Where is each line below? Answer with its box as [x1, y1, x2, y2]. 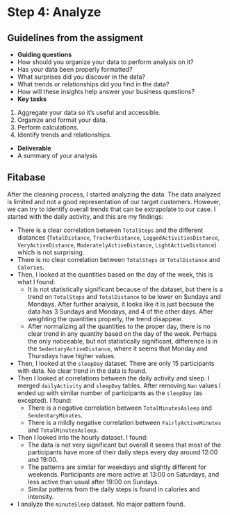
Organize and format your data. [17, 116, 108, 124]
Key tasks [17, 95, 47, 103]
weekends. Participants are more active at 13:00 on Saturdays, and [27, 470, 220, 478]
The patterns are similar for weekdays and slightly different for [27, 463, 206, 471]
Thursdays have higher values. [27, 351, 116, 360]
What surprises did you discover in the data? [17, 72, 146, 81]
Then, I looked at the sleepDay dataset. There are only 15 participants [17, 359, 215, 367]
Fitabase [7, 171, 46, 183]
